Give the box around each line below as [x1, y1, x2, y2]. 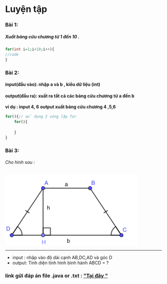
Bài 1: [5, 21, 18, 28]
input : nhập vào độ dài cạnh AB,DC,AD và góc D [12, 254, 113, 260]
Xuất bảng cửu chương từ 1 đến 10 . [5, 33, 80, 39]
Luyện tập [5, 3, 47, 15]
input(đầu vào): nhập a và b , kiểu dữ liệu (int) [5, 81, 100, 88]
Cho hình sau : [5, 159, 35, 165]
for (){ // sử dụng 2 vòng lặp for [5, 114, 77, 119]
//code [5, 52, 19, 57]
